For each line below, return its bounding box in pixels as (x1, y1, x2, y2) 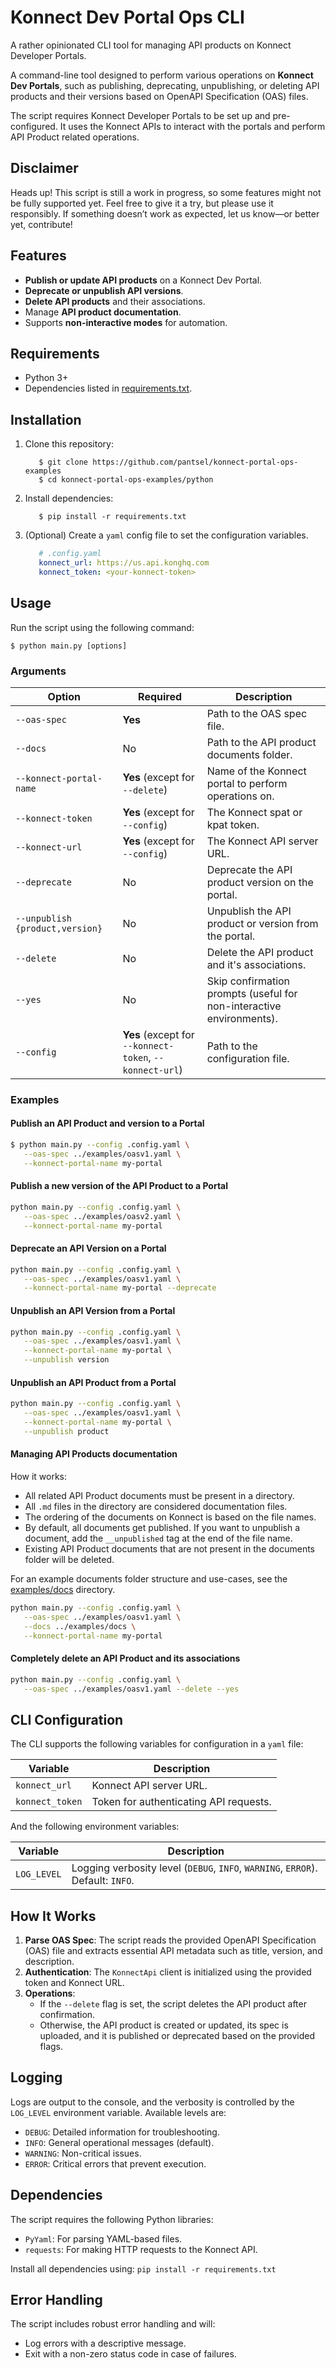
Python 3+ (24, 372, 69, 384)
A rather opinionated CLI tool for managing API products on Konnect (10, 39, 292, 51)
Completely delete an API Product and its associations (10, 1652, 241, 1665)
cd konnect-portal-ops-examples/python (47, 475, 214, 485)
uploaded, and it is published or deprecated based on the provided (39, 2030, 316, 2042)
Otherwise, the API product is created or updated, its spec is (39, 2019, 289, 2031)
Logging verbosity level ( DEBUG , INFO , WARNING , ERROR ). (71, 1861, 318, 1875)
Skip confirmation (206, 974, 291, 988)
